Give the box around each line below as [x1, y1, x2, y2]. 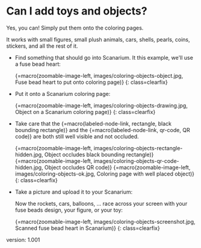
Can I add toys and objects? [6, 4, 147, 18]
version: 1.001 [6, 236, 40, 243]
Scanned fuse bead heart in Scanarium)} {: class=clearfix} [14, 224, 161, 232]
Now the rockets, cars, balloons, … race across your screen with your [14, 200, 188, 207]
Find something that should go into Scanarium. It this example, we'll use [14, 54, 194, 61]
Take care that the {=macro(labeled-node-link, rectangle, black [14, 119, 172, 127]
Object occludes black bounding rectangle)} [44, 151, 154, 158]
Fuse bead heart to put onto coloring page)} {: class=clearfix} [14, 78, 169, 86]
